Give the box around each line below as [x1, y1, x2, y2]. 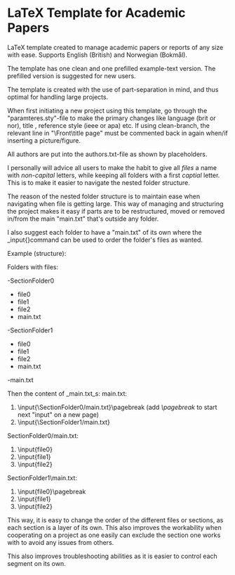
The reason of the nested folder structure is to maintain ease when [7, 192, 201, 200]
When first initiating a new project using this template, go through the [7, 106, 208, 115]
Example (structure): [7, 249, 67, 257]
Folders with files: [7, 262, 59, 271]
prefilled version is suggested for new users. [7, 72, 136, 80]
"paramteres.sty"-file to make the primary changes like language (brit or [7, 114, 216, 122]
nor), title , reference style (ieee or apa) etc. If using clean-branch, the [7, 121, 210, 129]
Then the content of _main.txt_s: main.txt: [7, 389, 128, 398]
